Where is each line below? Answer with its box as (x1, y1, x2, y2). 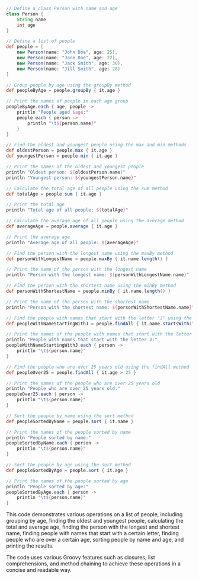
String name (17, 17, 46, 23)
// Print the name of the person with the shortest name (6, 299, 150, 305)
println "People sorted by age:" (6, 484, 89, 490)
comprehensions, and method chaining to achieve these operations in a (6, 560, 181, 567)
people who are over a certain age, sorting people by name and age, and (6, 536, 184, 543)
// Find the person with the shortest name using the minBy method (6, 283, 176, 289)
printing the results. (6, 542, 54, 549)
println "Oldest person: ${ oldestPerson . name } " (6, 169, 126, 175)
